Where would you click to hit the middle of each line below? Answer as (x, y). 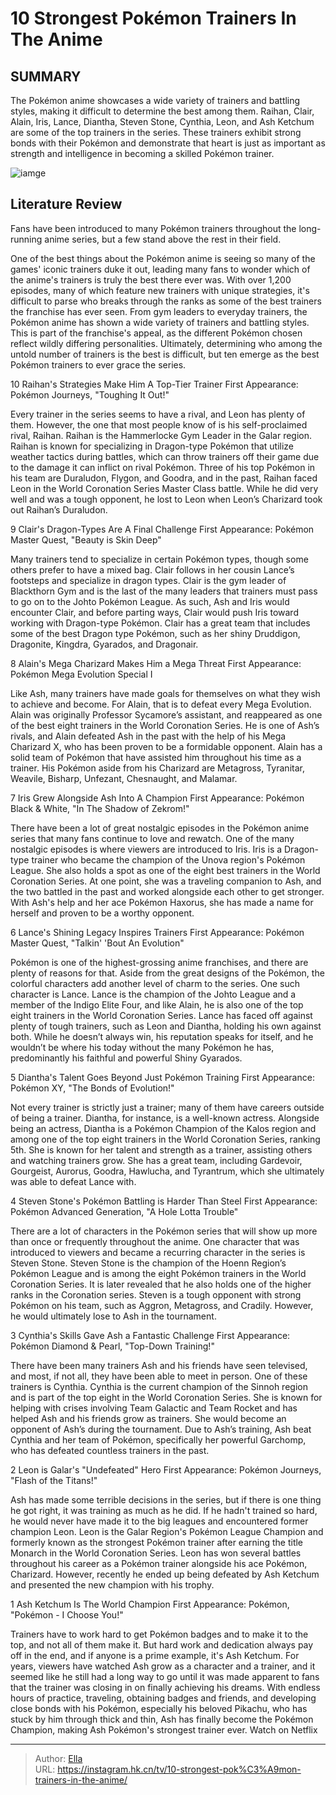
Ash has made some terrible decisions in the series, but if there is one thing (166, 1499)
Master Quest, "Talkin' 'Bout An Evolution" (97, 943)
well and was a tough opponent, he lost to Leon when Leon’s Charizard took (166, 499)
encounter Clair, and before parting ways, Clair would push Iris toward (154, 612)
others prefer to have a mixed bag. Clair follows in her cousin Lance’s (152, 569)
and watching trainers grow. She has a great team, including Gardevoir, (156, 1160)
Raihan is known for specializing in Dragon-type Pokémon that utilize (152, 446)
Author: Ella (58, 1758)
